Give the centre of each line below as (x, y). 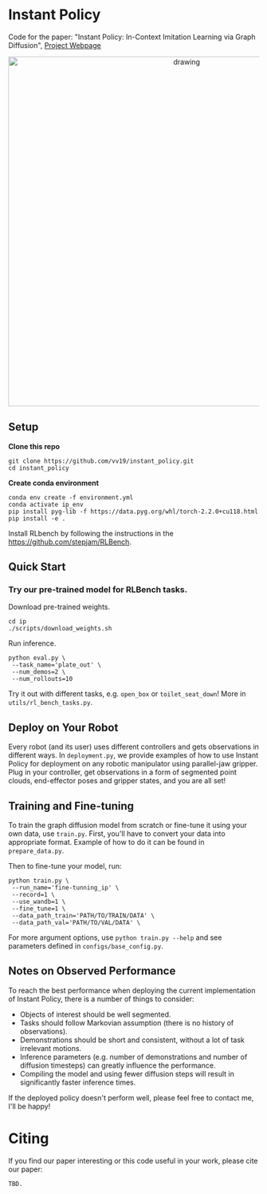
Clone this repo (34, 446)
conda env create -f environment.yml (71, 497)
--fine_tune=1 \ (39, 909)
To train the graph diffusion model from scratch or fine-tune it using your (128, 826)
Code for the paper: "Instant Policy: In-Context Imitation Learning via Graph (132, 37)
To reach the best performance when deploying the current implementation (132, 990)
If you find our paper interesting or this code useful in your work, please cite (133, 1160)
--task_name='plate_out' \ (57, 665)
